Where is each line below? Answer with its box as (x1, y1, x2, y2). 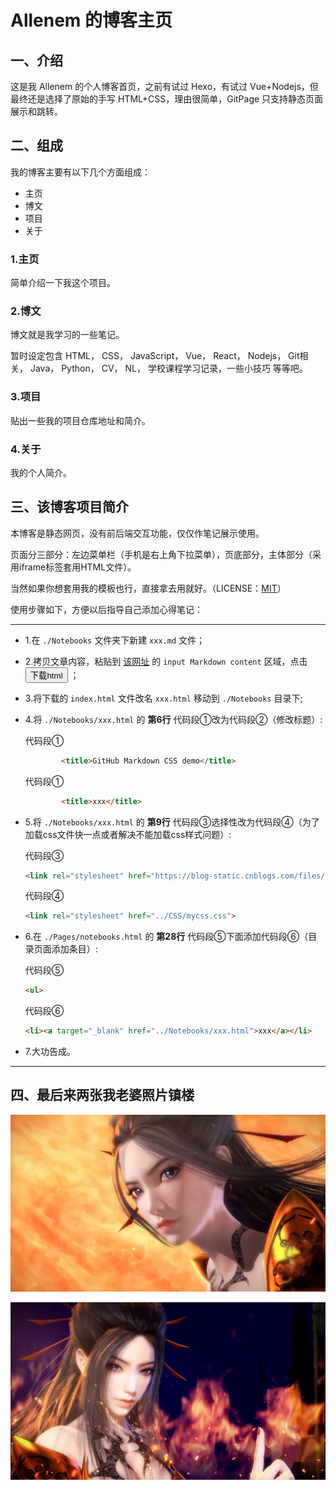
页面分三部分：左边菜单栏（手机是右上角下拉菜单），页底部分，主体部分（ (10, 548, 313, 560)
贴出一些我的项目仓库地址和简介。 (10, 414, 151, 426)
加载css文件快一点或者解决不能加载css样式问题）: (24, 828, 232, 840)
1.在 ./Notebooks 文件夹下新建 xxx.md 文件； (24, 634, 205, 646)
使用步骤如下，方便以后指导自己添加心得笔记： (10, 603, 203, 615)
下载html (29, 670, 63, 681)
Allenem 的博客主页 (10, 9, 173, 32)
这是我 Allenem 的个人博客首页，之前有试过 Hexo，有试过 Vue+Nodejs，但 (10, 81, 319, 92)
